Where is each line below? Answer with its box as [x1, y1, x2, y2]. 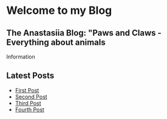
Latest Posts [6, 71, 55, 81]
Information [6, 53, 35, 60]
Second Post [15, 93, 47, 100]
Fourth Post [15, 106, 44, 113]
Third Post [15, 99, 41, 106]
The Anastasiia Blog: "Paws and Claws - [6, 28, 162, 38]
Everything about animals [6, 37, 106, 47]
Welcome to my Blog [6, 4, 112, 18]
